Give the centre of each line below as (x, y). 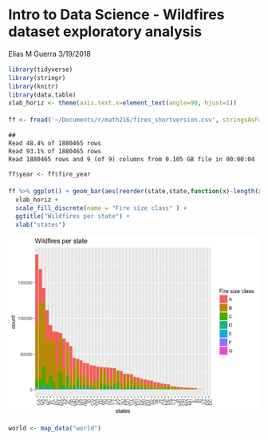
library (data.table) (43, 95)
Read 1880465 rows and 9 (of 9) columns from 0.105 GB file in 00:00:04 (132, 160)
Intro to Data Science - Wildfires (116, 15)
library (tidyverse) (41, 69)
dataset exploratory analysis (105, 32)
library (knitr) (33, 86)
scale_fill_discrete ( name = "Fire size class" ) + (101, 208)
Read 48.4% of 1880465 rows (55, 144)
